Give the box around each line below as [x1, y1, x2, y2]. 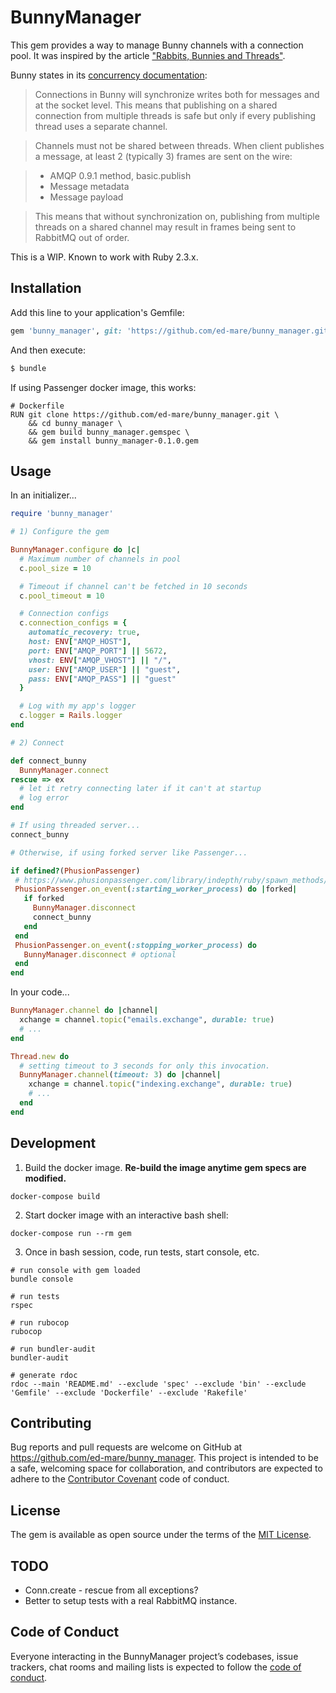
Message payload [49, 191, 124, 203]
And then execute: [10, 344, 86, 356]
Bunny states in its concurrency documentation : [10, 69, 208, 81]
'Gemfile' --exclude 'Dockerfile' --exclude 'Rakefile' [10, 1387, 248, 1398]
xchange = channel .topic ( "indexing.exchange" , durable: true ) [28, 1079, 293, 1090]
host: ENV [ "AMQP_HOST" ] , [28, 637, 132, 647]
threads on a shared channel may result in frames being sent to [34, 221, 297, 233]
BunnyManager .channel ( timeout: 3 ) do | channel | [19, 1070, 222, 1080]
